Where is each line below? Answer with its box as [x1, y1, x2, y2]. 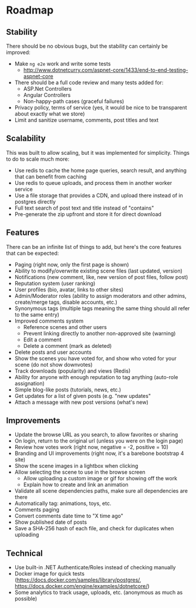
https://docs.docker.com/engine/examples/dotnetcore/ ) [14, 583, 150, 590]
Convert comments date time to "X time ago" [14, 513, 123, 520]
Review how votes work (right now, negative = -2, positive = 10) [14, 444, 169, 451]
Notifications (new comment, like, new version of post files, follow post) [14, 273, 188, 280]
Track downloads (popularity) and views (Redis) [14, 367, 131, 374]
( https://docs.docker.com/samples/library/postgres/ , [14, 576, 142, 583]
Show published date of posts [14, 519, 87, 526]
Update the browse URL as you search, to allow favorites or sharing [14, 431, 178, 438]
